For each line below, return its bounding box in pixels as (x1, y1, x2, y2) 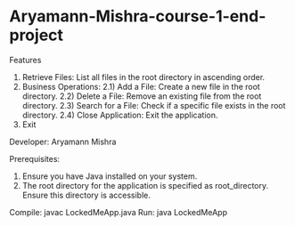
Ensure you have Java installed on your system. (21, 171, 198, 182)
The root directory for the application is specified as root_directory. (21, 180, 269, 190)
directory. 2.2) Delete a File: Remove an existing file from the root (21, 91, 262, 101)
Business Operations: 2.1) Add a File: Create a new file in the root (21, 81, 260, 92)
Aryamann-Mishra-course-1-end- (9, 6, 266, 27)
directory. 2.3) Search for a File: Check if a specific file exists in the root (21, 100, 286, 110)
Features (9, 54, 42, 65)
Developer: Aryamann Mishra (9, 136, 117, 147)
